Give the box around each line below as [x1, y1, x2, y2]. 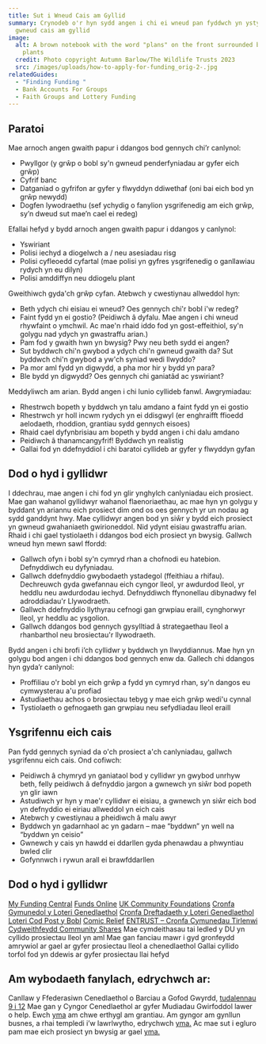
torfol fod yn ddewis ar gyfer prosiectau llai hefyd [8, 949, 170, 959]
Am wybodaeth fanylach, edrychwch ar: [8, 972, 211, 985]
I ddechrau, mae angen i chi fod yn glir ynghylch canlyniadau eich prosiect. [8, 488, 253, 498]
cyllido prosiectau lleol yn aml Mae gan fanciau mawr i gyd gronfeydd [8, 932, 235, 942]
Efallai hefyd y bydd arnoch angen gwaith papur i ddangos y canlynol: [8, 224, 237, 234]
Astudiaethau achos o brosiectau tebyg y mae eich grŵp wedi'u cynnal [19, 694, 252, 704]
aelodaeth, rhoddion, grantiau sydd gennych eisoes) [19, 419, 191, 429]
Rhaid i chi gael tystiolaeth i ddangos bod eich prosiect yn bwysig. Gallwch [8, 530, 252, 540]
